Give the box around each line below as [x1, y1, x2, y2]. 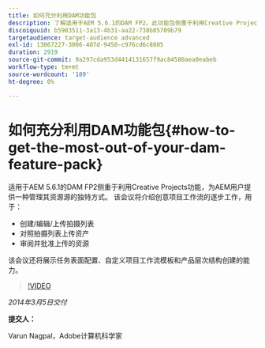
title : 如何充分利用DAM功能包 [8, 11, 97, 20]
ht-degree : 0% [8, 78, 55, 85]
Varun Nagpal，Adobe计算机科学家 [8, 331, 122, 341]
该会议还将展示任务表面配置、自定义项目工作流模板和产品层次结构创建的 [8, 255, 243, 265]
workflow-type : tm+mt [8, 63, 80, 71]
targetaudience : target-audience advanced [8, 33, 150, 42]
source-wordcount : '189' [8, 70, 90, 78]
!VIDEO [27, 282, 51, 291]
